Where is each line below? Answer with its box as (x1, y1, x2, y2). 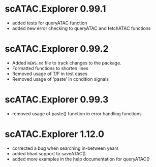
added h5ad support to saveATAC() (12, 150, 86, 156)
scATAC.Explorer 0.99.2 (5, 43, 109, 55)
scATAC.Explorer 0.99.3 (5, 94, 109, 106)
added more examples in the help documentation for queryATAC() (12, 156, 150, 162)
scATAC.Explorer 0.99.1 (5, 3, 106, 15)
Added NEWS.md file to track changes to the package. (12, 59, 121, 66)
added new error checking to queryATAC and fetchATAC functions (12, 25, 151, 31)
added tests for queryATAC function (12, 20, 87, 26)
